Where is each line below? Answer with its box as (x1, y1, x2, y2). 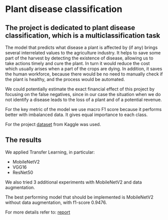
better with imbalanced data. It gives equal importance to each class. (5, 111, 148, 117)
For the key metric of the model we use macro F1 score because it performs (5, 106, 162, 112)
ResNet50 (12, 169, 34, 175)
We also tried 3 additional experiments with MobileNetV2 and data (5, 179, 142, 185)
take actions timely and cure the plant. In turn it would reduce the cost (5, 60, 150, 66)
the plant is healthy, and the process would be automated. (5, 76, 125, 82)
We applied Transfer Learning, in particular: (5, 149, 95, 155)
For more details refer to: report (5, 209, 70, 215)
